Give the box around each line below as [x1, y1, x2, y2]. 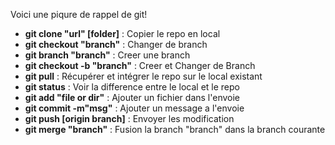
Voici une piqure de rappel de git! [10, 9, 148, 20]
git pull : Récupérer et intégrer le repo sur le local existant [24, 70, 263, 82]
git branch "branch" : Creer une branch [24, 49, 191, 61]
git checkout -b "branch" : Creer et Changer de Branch [24, 60, 256, 71]
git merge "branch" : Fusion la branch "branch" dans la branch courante [24, 124, 326, 135]
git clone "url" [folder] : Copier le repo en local [24, 28, 221, 39]
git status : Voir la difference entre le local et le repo [24, 81, 240, 93]
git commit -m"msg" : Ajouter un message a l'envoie [24, 102, 245, 114]
